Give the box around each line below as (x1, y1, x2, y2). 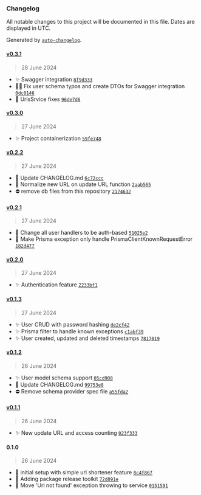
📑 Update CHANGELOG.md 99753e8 (15, 381, 104, 388)
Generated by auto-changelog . (6, 36, 82, 44)
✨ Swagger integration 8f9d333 (15, 75, 93, 83)
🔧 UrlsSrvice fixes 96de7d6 (15, 95, 81, 103)
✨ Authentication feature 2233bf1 (15, 281, 98, 288)
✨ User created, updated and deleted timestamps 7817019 (15, 334, 160, 342)
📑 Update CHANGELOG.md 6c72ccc (15, 174, 104, 181)
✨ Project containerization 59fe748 (15, 134, 101, 142)
